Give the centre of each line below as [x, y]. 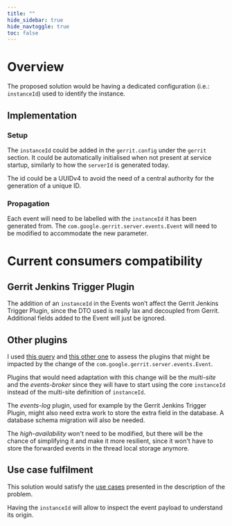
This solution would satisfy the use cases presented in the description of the [116, 487]
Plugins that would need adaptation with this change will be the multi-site [111, 377]
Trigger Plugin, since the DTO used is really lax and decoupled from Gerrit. [114, 311]
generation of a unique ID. [44, 185]
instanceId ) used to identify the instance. [66, 93]
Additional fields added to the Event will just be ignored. [87, 318]
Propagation [28, 203]
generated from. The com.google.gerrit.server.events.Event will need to [112, 226]
